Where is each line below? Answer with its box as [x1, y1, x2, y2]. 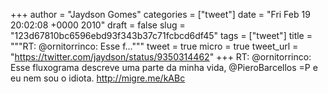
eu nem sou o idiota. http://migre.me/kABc [10, 72, 186, 84]
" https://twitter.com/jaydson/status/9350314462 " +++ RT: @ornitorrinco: [10, 51, 312, 63]
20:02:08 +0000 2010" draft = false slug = [10, 19, 186, 31]
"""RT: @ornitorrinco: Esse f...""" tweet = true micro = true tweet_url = [10, 40, 299, 52]
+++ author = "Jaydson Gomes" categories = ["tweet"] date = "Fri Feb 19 [10, 9, 311, 20]
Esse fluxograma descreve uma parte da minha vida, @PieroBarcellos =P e [10, 62, 318, 73]
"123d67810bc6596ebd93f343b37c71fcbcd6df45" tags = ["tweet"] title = [10, 30, 313, 41]
